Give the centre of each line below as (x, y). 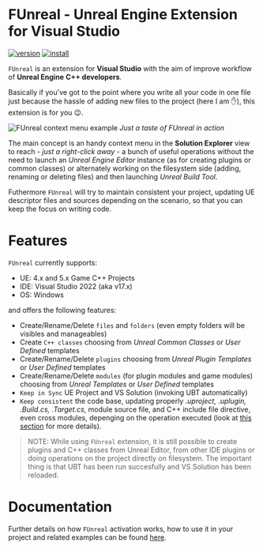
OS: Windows (42, 295)
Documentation (60, 507)
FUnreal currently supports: (53, 262)
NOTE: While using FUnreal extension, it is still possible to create (132, 441)
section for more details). (60, 426)
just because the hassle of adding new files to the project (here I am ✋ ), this (131, 101)
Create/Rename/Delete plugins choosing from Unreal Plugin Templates (135, 359)
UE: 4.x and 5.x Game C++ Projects (77, 277)
